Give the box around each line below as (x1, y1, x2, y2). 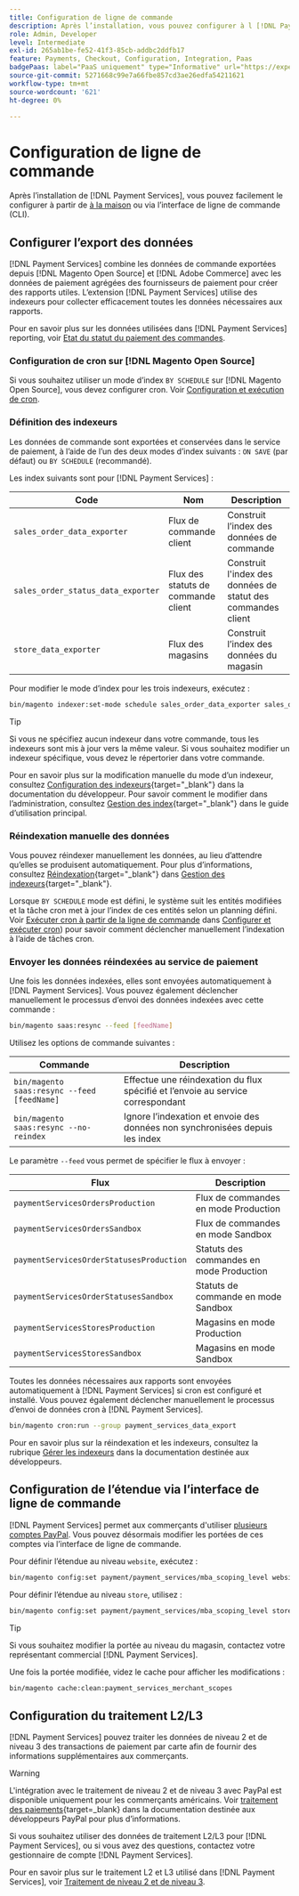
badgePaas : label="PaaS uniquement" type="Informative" (9, 63, 221, 72)
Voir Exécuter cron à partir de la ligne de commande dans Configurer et (9, 914, 271, 925)
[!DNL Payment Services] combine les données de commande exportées (9, 259, 277, 270)
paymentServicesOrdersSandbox (13, 1224, 142, 1234)
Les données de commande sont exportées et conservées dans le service (9, 436, 281, 447)
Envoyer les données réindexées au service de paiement (9, 955, 259, 968)
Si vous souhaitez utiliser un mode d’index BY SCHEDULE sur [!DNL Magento (9, 375, 282, 385)
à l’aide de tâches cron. (9, 933, 95, 944)
